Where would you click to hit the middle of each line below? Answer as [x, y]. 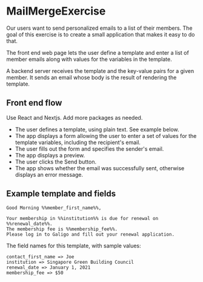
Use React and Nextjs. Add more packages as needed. [75, 117]
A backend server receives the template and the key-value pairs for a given [100, 70]
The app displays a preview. [50, 155]
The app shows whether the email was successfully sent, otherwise [100, 168]
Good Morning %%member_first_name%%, [54, 208]
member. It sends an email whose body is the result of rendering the [92, 77]
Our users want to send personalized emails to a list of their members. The [99, 28]
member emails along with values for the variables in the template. [89, 59]
